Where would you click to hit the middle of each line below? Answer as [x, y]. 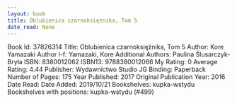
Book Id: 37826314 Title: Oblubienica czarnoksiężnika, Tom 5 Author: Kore [116, 47]
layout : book [27, 14]
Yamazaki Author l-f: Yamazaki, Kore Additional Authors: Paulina [101, 54]
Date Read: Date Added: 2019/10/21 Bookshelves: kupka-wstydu [101, 85]
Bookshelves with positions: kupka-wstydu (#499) [81, 92]
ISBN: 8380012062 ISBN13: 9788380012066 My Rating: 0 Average [121, 62]
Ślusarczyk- [213, 54]
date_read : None [31, 27]
